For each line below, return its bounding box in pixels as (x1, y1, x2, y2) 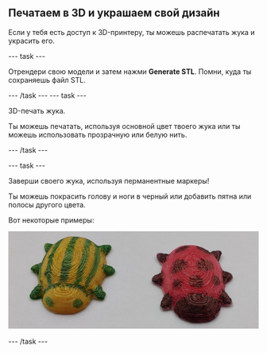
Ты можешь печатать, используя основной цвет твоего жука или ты (8, 121, 241, 130)
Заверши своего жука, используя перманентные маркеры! (8, 176, 210, 185)
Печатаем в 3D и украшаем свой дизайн (8, 6, 220, 20)
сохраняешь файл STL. (8, 75, 86, 84)
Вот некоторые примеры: (8, 215, 95, 225)
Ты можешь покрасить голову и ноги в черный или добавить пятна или (8, 191, 252, 201)
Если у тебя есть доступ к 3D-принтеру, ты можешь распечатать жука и (8, 27, 255, 37)
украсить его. (8, 36, 56, 45)
